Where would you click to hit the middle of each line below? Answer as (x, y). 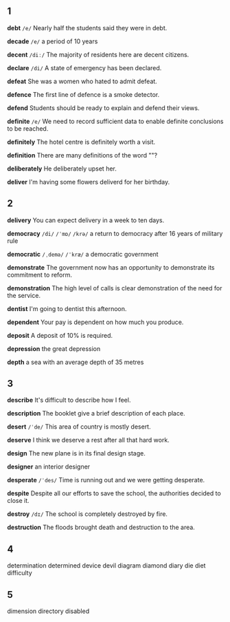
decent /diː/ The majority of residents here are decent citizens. (98, 54)
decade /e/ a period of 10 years (53, 41)
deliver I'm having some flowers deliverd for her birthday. (89, 182)
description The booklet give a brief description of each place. (96, 414)
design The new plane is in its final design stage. (76, 453)
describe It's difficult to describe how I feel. (69, 400)
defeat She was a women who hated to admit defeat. (82, 81)
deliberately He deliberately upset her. (62, 169)
